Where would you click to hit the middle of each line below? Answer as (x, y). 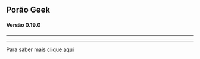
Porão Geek (28, 10)
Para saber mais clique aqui (40, 49)
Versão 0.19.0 (24, 25)
